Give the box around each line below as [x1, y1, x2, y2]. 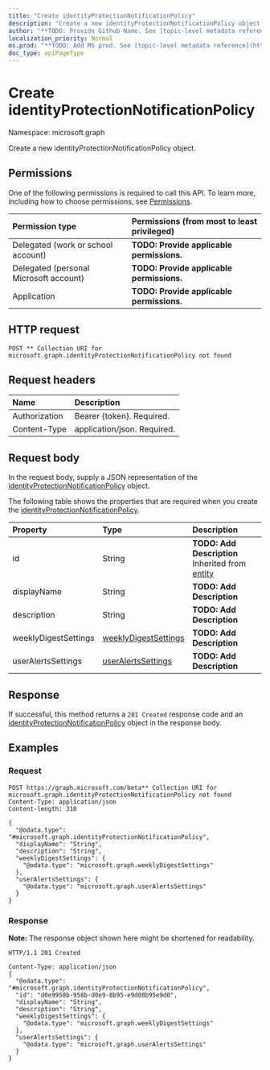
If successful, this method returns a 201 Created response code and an [8, 709, 243, 719]
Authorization [12, 411, 63, 422]
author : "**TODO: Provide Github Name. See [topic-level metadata [8, 27, 235, 35]
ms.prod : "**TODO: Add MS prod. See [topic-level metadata [8, 42, 211, 50]
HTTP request [8, 323, 80, 337]
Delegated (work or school [12, 239, 113, 250]
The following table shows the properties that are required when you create [8, 497, 259, 506]
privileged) [131, 225, 175, 237]
